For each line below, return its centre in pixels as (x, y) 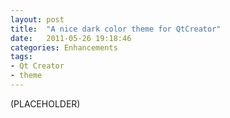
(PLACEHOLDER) (45, 103)
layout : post (37, 19)
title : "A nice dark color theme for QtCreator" (116, 29)
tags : (21, 57)
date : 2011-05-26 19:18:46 (71, 38)
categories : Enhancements (64, 47)
